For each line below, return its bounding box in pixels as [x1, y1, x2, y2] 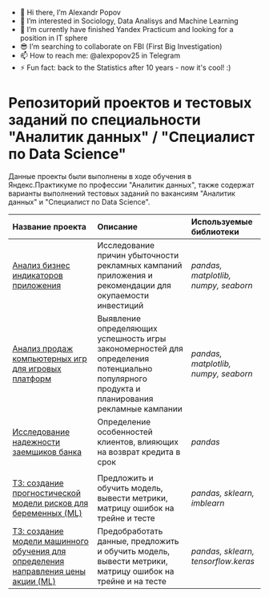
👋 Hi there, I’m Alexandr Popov [19, 8, 122, 17]
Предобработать [97, 526, 163, 537]
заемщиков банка [12, 446, 82, 457]
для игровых [12, 363, 62, 374]
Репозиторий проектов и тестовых [8, 94, 252, 112]
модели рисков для [12, 497, 89, 509]
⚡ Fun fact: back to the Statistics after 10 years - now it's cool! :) [19, 63, 231, 72]
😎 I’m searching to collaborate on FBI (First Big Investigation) [19, 42, 223, 51]
